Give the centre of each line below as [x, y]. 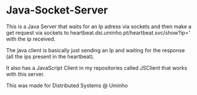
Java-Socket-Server [57, 10]
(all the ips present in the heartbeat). [50, 56]
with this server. [26, 74]
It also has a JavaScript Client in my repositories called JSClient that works [97, 67]
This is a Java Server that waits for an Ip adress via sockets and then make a [99, 26]
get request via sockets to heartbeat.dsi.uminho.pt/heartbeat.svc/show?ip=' [98, 32]
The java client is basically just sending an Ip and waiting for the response [96, 50]
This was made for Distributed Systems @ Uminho [67, 85]
